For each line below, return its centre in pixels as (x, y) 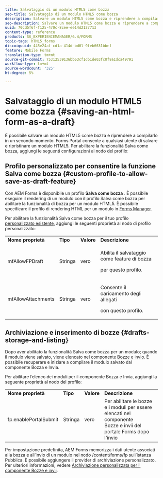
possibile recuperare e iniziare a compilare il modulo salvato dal (69, 362)
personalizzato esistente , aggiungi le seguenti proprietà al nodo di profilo (78, 223)
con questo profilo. (122, 311)
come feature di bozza (126, 258)
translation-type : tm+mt (30, 55)
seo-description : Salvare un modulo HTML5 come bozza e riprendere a (77, 23)
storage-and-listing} (37, 340)
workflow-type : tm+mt (27, 64)
